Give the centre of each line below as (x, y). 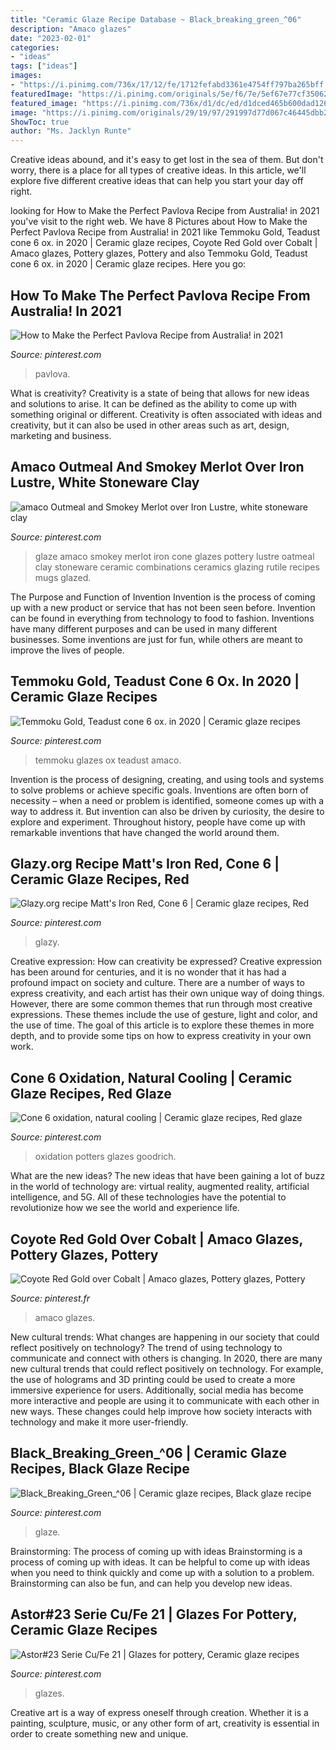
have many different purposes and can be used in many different (144, 628)
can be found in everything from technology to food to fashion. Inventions (162, 618)
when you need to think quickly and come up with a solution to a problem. (162, 1572)
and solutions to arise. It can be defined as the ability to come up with (154, 403)
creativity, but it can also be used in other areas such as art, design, (150, 425)
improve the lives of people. (67, 650)
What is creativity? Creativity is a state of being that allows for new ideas (160, 393)
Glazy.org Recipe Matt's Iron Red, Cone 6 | (145, 863)
